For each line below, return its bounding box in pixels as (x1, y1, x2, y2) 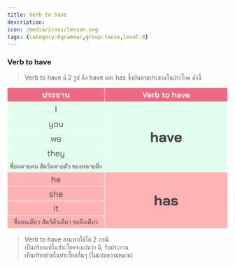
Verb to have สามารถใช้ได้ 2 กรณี (24, 235, 110, 244)
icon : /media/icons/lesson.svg (7, 26, 99, 33)
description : (7, 18, 45, 26)
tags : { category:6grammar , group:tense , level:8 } (7, 34, 149, 40)
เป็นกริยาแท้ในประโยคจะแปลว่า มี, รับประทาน (24, 243, 129, 251)
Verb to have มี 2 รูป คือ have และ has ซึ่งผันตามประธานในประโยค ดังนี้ (24, 73, 202, 82)
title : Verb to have (7, 11, 68, 18)
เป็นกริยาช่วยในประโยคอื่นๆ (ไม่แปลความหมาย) (24, 251, 134, 259)
